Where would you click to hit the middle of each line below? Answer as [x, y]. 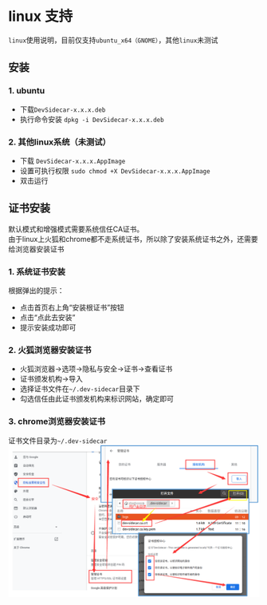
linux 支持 [41, 16]
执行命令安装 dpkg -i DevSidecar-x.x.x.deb [92, 119]
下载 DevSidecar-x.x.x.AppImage [73, 160]
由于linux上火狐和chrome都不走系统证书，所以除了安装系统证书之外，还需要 [133, 239]
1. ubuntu [27, 91]
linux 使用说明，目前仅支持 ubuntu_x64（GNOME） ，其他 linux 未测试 [113, 40]
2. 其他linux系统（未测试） [60, 142]
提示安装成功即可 [48, 327]
